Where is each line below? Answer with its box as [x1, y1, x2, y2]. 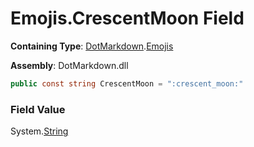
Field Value [10, 102, 66, 116]
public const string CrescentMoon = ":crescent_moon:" [10, 78, 244, 89]
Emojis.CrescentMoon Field [10, 7, 245, 30]
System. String [10, 125, 69, 137]
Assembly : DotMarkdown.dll [10, 59, 129, 71]
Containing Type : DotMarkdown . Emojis [10, 40, 174, 52]
